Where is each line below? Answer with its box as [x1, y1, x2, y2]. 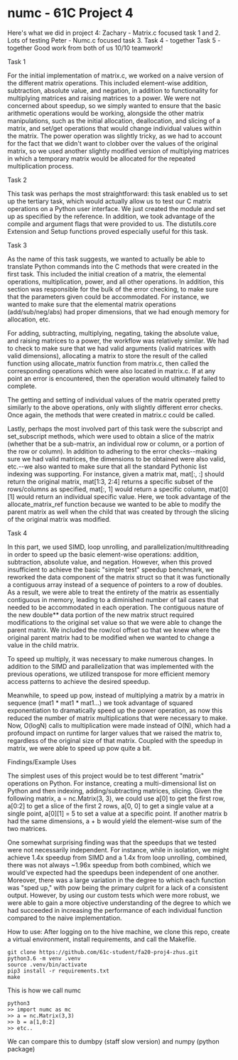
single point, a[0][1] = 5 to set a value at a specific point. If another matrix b [7, 809, 228, 818]
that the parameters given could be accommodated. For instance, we [7, 292, 210, 301]
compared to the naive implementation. [7, 914, 122, 922]
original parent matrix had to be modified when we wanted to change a [7, 633, 215, 641]
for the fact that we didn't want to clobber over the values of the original [7, 139, 218, 147]
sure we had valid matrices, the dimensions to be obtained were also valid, [7, 454, 226, 463]
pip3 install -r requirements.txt [7, 967, 110, 975]
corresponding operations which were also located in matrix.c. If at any [7, 366, 216, 375]
